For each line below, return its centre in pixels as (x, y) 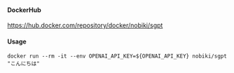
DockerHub (24, 10)
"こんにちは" (23, 64)
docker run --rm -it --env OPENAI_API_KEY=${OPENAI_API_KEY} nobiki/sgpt (117, 56)
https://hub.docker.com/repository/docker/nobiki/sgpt (85, 25)
